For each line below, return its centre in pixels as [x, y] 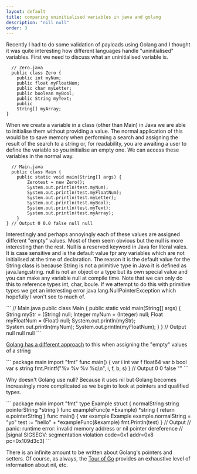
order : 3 [17, 28]
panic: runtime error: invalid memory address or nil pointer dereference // [94, 429]
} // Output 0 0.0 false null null [50, 224]
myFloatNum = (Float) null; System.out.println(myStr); [71, 321]
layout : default [26, 11]
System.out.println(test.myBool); [69, 203]
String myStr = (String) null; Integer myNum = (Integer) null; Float [84, 314]
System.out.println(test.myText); [69, 208]
